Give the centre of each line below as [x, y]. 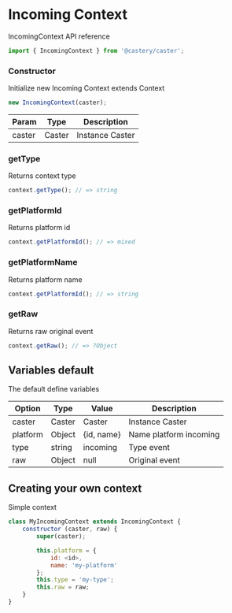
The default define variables [54, 389]
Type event [149, 448]
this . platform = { [66, 550]
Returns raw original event [51, 331]
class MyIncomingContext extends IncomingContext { [94, 522]
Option [28, 409]
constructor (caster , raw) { [70, 529]
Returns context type [42, 176]
